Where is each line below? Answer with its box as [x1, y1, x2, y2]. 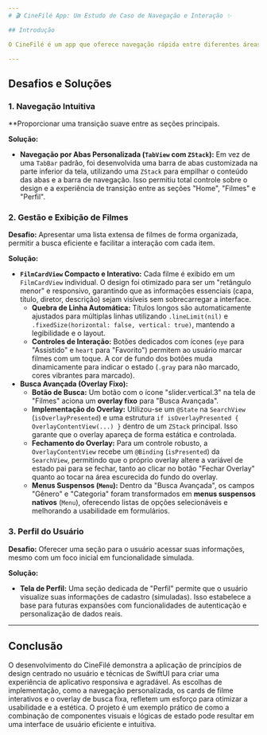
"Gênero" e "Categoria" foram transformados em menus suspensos [31, 489, 256, 498]
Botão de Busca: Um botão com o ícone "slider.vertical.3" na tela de [31, 388, 256, 397]
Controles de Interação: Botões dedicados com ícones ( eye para [31, 337, 245, 346]
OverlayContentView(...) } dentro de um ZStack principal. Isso [31, 421, 238, 431]
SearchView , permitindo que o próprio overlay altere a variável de [31, 455, 244, 465]
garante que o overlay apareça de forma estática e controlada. [31, 430, 237, 440]
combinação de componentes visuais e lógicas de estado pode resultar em [8, 711, 254, 721]
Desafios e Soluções [8, 76, 112, 90]
